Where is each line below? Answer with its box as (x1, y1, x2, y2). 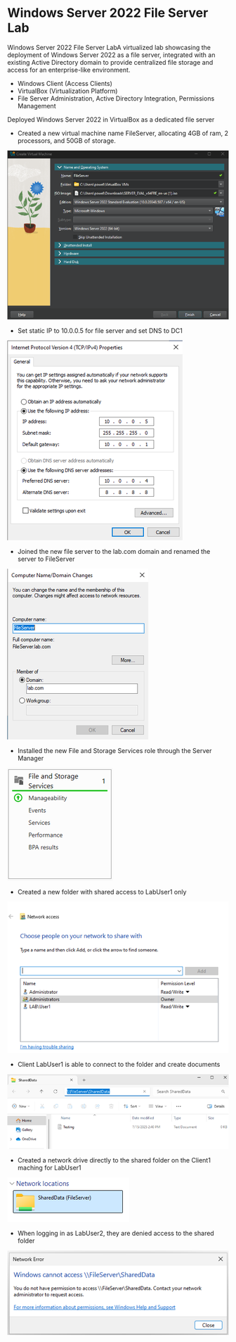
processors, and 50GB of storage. (17, 136, 116, 145)
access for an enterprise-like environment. (7, 65, 131, 74)
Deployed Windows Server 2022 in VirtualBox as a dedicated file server (7, 115, 215, 124)
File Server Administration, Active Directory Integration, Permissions (17, 94, 215, 103)
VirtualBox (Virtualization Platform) (17, 87, 118, 95)
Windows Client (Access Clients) (17, 79, 112, 87)
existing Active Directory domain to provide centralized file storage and (7, 58, 214, 66)
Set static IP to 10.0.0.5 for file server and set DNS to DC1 (17, 326, 183, 335)
